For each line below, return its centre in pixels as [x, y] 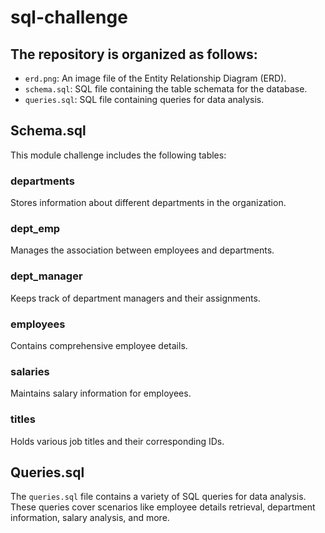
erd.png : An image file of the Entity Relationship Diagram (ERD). [155, 78]
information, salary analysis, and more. [90, 518]
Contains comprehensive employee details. [99, 345]
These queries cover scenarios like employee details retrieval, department [163, 507]
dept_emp [35, 229]
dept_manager [46, 276]
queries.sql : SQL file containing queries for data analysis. [144, 99]
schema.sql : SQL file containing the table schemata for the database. [166, 89]
